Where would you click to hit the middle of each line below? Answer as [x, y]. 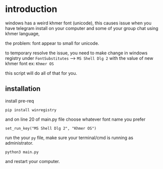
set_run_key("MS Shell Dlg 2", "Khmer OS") [51, 128]
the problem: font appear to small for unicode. [52, 43]
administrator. [19, 143]
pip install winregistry [31, 110]
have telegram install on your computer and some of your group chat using [82, 28]
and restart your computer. [33, 161]
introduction [31, 9]
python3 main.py [22, 152]
